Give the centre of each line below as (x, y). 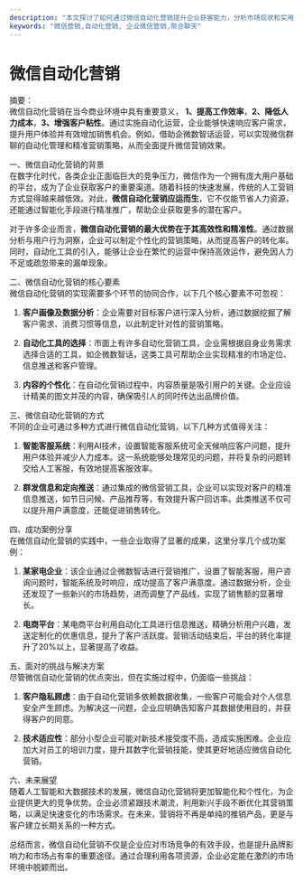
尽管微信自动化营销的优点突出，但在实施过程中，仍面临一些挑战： (132, 678)
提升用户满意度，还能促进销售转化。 (97, 511)
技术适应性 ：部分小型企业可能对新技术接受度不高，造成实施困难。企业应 (156, 738)
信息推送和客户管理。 (62, 366)
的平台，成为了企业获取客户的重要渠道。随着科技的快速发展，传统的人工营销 (151, 187)
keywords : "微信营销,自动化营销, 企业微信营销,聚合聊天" (106, 26)
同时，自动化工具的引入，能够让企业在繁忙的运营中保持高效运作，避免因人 (147, 252)
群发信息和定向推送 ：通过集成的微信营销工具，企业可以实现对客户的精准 (156, 488)
